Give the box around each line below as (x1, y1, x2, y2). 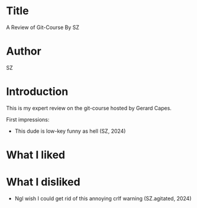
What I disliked (6, 175, 81, 189)
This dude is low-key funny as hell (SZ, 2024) (14, 127, 126, 135)
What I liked (6, 148, 66, 161)
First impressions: (6, 116, 50, 123)
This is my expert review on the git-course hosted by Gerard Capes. (6, 104, 172, 111)
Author (6, 44, 41, 58)
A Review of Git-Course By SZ (6, 24, 80, 31)
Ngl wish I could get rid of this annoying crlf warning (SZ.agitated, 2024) (14, 194, 192, 202)
